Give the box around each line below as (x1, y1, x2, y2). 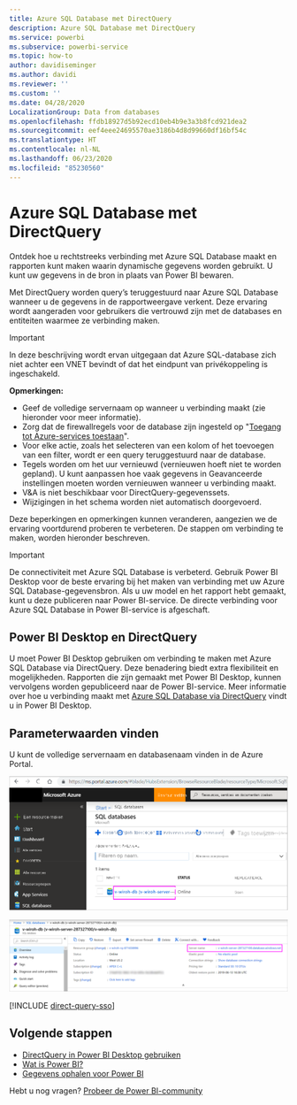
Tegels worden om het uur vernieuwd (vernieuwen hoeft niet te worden (21, 458, 281, 469)
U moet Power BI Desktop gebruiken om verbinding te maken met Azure (9, 653, 271, 664)
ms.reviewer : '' (9, 80, 69, 88)
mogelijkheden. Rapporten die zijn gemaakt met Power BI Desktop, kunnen (9, 672, 282, 683)
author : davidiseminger (9, 61, 97, 70)
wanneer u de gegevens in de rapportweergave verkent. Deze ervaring (9, 296, 268, 307)
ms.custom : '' (9, 88, 62, 97)
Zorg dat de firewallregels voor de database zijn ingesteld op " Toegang (21, 421, 281, 432)
